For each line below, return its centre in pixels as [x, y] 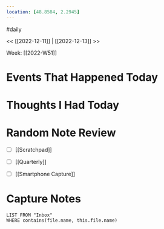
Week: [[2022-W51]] [32, 53]
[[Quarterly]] [31, 162]
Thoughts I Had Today [63, 105]
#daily [14, 29]
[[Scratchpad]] [34, 149]
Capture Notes [44, 199]
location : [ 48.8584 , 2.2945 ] [43, 12]
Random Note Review [61, 133]
